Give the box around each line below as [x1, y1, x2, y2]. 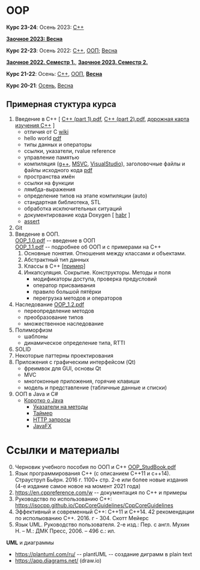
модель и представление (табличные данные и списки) [23, 383, 167, 391]
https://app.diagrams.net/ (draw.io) [14, 557, 102, 564]
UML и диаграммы [6, 539, 54, 546]
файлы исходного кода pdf [23, 166, 93, 173]
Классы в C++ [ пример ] [23, 262, 86, 270]
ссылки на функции [23, 179, 74, 187]
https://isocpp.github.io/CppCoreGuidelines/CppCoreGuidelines [14, 501, 174, 509]
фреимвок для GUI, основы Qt [23, 365, 102, 372]
